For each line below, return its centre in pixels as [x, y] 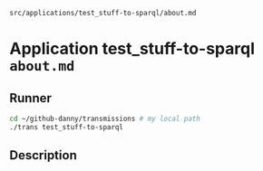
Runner [31, 98]
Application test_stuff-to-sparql [132, 49]
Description [43, 155]
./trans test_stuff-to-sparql [67, 127]
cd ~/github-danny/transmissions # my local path [105, 119]
